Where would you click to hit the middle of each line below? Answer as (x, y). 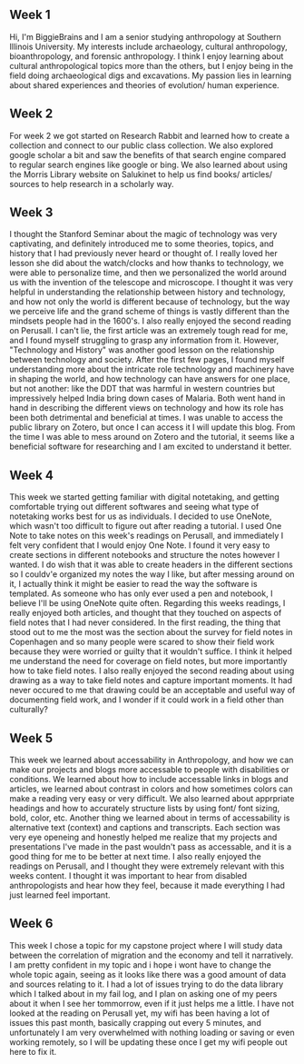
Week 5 (31, 738)
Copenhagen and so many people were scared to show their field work (142, 642)
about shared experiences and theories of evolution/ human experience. (144, 85)
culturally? (29, 710)
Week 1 (30, 15)
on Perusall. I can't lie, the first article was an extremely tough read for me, (149, 331)
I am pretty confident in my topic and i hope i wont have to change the (141, 965)
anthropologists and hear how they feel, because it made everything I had (147, 886)
